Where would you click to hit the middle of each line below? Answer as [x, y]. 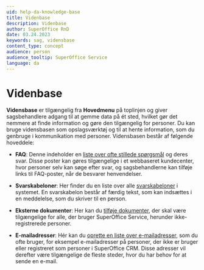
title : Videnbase [28, 18]
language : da [23, 63]
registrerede [31, 224]
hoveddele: [20, 143]
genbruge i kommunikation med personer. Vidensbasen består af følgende [100, 136]
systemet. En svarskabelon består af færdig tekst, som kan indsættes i [104, 192]
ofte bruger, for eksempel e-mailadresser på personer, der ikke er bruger [107, 242]
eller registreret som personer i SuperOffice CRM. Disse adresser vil [100, 249]
